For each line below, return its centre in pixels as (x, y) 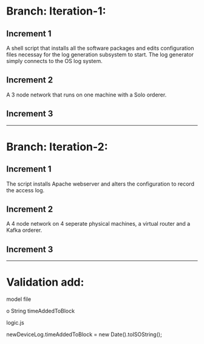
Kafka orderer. (24, 230)
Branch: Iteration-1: (56, 11)
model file (19, 299)
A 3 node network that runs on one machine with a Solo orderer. (87, 95)
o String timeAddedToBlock (40, 311)
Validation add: (45, 282)
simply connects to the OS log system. (54, 61)
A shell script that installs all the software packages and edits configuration (100, 48)
